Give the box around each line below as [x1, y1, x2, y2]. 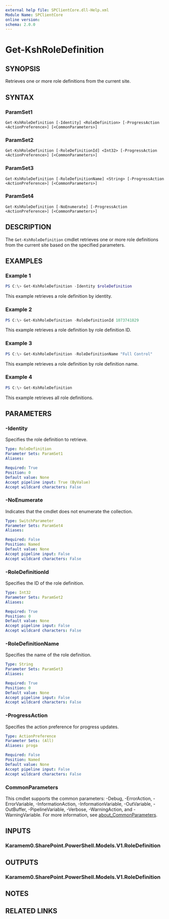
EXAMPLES [5, 257, 43, 265]
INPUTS [5, 826, 31, 836]
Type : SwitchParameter [5, 518, 54, 524]
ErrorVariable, [5, 801, 35, 807]
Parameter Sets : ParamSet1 [5, 451, 63, 457]
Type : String [5, 662, 33, 667]
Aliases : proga [5, 743, 38, 748]
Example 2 [5, 306, 32, 313]
